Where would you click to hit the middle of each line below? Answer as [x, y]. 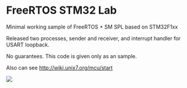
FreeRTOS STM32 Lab [61, 10]
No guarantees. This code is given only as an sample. [72, 56]
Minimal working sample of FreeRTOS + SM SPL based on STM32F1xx [92, 27]
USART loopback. [28, 45]
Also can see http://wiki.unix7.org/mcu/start [59, 67]
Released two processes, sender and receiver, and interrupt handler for [93, 38]
